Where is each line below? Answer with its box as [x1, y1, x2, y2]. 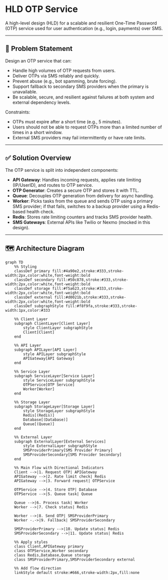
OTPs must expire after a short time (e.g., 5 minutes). [12, 118, 122, 124]
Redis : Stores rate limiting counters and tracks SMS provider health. [12, 214, 152, 220]
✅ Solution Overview [5, 154, 71, 162]
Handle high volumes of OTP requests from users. [12, 67, 116, 73]
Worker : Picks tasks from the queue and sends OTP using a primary [12, 198, 153, 204]
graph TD [5, 260, 23, 265]
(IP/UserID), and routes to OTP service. [12, 182, 93, 188]
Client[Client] [23, 330, 55, 335]
